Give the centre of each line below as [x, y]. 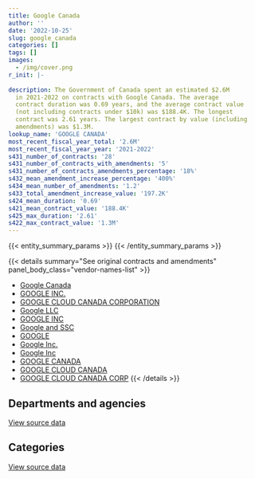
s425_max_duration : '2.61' [53, 216]
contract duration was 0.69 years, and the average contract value [130, 104]
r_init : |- [26, 75]
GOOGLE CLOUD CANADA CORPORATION [90, 302]
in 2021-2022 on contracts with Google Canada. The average [117, 97]
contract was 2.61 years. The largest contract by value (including [131, 120]
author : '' [26, 23]
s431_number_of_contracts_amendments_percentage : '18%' [103, 171]
